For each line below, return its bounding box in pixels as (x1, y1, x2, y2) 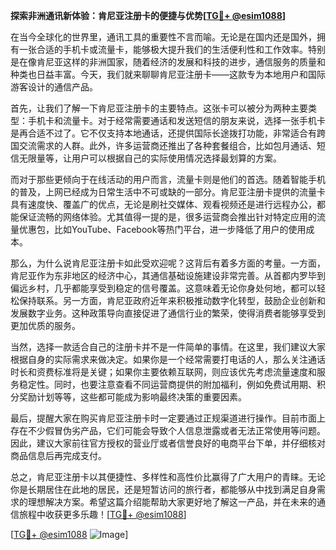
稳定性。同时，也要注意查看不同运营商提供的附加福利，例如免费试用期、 (18, 379, 317, 390)
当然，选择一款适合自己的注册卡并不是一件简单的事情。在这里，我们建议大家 (10, 341, 326, 353)
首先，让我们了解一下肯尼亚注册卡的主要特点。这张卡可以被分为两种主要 (10, 102, 308, 114)
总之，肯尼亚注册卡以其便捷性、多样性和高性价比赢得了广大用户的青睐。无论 (10, 471, 326, 483)
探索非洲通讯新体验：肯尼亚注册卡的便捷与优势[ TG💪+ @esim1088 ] (10, 10, 287, 21)
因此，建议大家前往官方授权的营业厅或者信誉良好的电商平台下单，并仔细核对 (10, 437, 326, 449)
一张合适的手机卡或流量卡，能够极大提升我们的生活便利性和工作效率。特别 (18, 44, 326, 55)
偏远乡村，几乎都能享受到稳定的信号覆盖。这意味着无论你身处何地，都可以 (10, 282, 317, 294)
